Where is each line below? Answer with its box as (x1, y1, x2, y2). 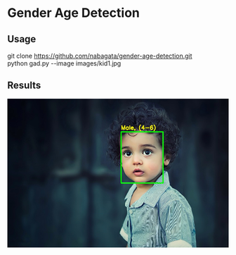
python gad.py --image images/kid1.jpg (7, 59, 122, 68)
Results (7, 80, 41, 92)
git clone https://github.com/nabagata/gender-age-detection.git (7, 51, 192, 60)
